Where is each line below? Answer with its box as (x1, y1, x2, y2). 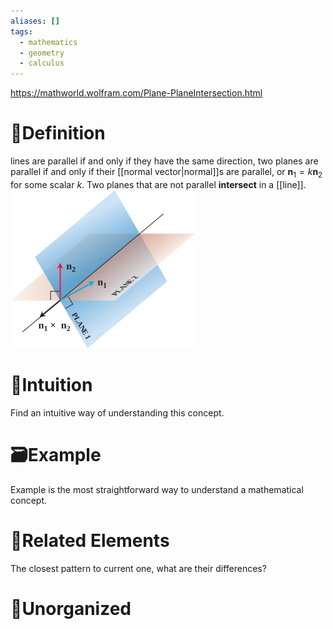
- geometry (19, 48, 65, 58)
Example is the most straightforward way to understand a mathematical (10, 483, 304, 495)
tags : (10, 26, 33, 37)
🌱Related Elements (10, 529, 170, 552)
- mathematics (19, 37, 78, 47)
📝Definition (10, 122, 106, 145)
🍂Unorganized (10, 597, 132, 620)
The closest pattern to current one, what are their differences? (10, 562, 267, 574)
